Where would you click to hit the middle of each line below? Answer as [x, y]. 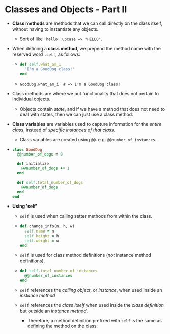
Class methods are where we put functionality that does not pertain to [85, 93]
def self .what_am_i [40, 64]
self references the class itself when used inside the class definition [92, 305]
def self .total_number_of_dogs [50, 182]
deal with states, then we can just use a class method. [76, 114]
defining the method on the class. [62, 326]
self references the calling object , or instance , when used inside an [91, 290]
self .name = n [39, 231]
